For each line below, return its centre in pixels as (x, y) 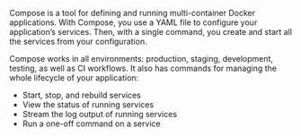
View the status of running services (88, 105)
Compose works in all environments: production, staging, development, (142, 59)
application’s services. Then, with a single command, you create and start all (150, 32)
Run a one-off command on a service (91, 123)
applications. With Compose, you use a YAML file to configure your (133, 22)
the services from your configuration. (78, 41)
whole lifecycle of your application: (74, 78)
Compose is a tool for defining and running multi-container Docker (133, 13)
